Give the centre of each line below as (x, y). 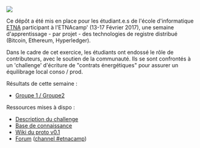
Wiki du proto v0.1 (37, 132)
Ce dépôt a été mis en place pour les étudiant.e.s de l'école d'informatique (100, 21)
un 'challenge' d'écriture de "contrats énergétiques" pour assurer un (92, 65)
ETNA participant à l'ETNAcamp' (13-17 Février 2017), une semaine (90, 27)
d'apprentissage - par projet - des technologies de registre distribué (92, 34)
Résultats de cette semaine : (42, 83)
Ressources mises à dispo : (41, 107)
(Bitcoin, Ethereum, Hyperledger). (49, 40)
